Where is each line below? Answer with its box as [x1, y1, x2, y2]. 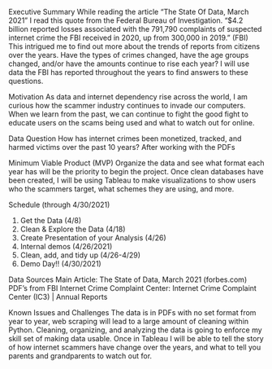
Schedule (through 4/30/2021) [8, 200, 110, 209]
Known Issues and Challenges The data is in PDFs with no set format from [8, 308, 257, 317]
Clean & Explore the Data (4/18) [19, 224, 126, 234]
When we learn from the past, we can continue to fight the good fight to [8, 109, 249, 119]
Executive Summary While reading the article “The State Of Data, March [8, 7, 249, 16]
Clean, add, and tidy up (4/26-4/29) [19, 250, 140, 260]
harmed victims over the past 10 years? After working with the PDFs [8, 143, 235, 152]
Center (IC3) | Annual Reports [8, 292, 108, 301]
